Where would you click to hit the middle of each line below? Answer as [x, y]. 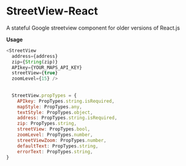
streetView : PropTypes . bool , [54, 129]
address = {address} [35, 56]
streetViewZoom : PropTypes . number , [62, 140]
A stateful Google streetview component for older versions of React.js [93, 28]
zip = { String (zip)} [35, 62]
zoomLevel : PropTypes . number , [55, 135]
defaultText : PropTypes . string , [58, 146]
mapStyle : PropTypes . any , [50, 107]
